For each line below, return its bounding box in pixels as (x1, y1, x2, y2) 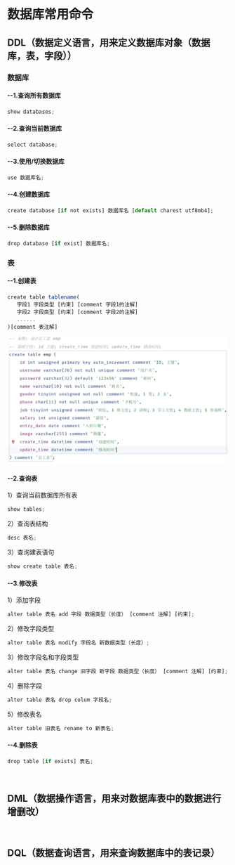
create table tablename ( (7, 294, 80, 301)
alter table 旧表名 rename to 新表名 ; (7, 724, 114, 731)
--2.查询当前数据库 (7, 124, 62, 133)
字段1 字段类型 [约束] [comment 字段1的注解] (16, 301, 138, 308)
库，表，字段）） (7, 50, 77, 62)
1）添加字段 (7, 596, 41, 604)
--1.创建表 (7, 277, 36, 285)
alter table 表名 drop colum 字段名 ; (7, 696, 112, 703)
